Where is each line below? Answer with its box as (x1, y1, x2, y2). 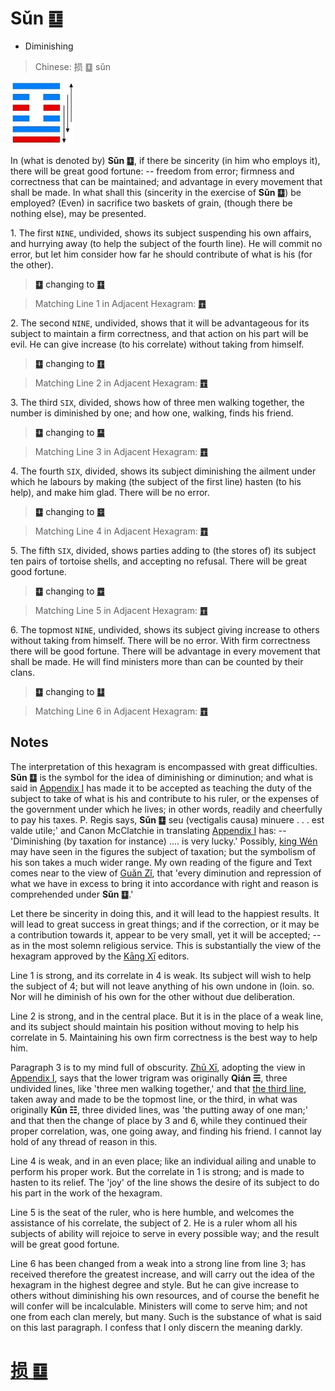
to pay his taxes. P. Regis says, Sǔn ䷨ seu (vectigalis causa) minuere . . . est (10, 813, 325, 826)
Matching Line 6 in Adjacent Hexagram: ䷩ (34, 705, 208, 717)
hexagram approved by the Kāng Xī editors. (10, 950, 190, 962)
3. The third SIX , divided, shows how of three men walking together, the (10, 396, 305, 408)
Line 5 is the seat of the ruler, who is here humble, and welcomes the (10, 1206, 295, 1218)
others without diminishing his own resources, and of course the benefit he (10, 1289, 320, 1301)
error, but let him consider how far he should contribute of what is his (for (10, 248, 313, 260)
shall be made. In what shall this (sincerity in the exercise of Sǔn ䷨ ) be (10, 186, 302, 198)
